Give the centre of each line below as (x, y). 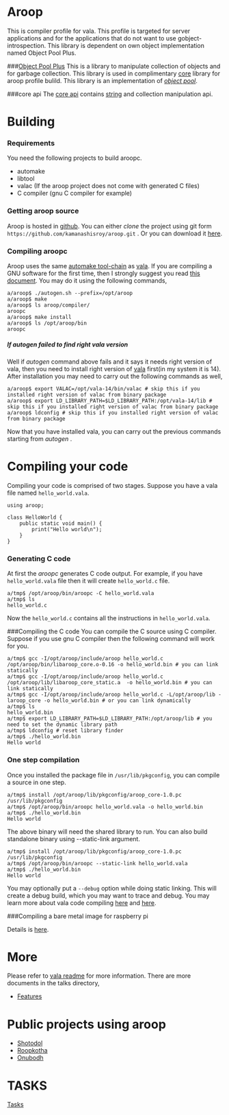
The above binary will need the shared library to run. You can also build (107, 832)
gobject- (190, 38)
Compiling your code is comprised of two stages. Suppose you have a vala (112, 485)
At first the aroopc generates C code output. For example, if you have (105, 574)
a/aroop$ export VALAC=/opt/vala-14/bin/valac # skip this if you (104, 388)
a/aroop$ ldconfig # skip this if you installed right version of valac (113, 412)
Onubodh (30, 1058)
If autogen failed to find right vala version (68, 344)
